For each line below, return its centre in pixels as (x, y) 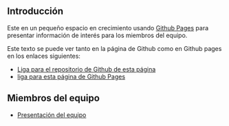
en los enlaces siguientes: (44, 56)
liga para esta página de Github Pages (71, 76)
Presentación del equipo (52, 115)
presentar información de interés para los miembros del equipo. (97, 35)
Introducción (35, 11)
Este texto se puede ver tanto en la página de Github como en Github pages (115, 48)
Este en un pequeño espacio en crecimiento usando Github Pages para (108, 28)
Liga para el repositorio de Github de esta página (86, 69)
